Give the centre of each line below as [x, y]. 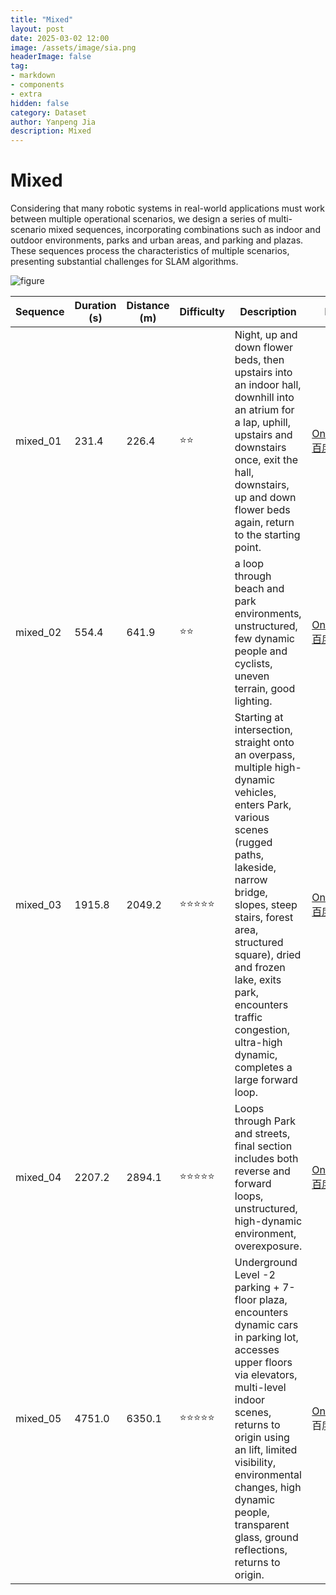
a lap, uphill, [262, 423]
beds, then [259, 360]
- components [37, 85]
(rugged [253, 843]
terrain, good [265, 689]
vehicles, [255, 793]
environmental [268, 1475]
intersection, [263, 730]
